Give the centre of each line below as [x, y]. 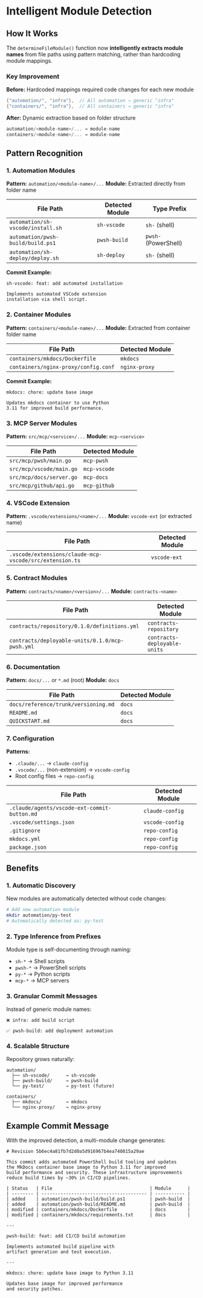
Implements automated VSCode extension [56, 294]
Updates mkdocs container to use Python [58, 403]
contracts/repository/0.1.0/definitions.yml [74, 626]
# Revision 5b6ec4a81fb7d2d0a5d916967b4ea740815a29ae [76, 1152]
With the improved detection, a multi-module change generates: [86, 1140]
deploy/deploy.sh [34, 258]
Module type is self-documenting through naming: [69, 949]
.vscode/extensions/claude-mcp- [56, 555]
